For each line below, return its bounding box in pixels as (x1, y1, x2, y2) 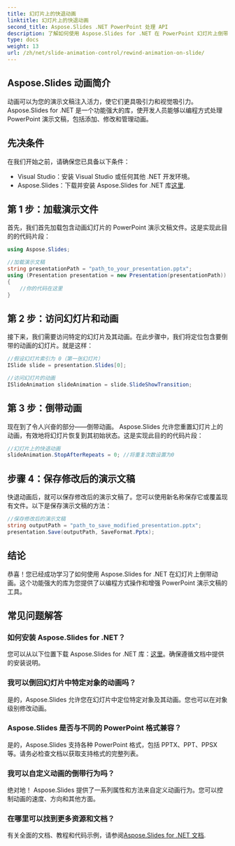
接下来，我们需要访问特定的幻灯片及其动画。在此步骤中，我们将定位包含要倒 (7, 333, 228, 341)
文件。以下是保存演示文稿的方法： (13, 501, 112, 510)
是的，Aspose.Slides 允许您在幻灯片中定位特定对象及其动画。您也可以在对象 (7, 695, 228, 703)
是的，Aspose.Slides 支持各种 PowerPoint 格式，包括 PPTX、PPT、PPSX (7, 740, 218, 748)
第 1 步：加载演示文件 (7, 203, 99, 215)
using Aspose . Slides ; (7, 246, 71, 253)
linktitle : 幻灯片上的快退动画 (7, 17, 89, 24)
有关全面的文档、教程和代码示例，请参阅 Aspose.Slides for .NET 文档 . (7, 831, 206, 840)
